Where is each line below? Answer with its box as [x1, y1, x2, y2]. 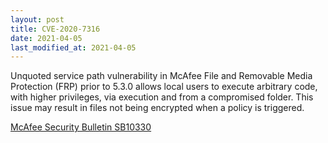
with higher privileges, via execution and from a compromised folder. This [10, 91, 314, 103]
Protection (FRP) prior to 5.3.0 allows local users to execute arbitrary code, [10, 81, 318, 93]
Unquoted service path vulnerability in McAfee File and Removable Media [10, 70, 313, 82]
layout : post [10, 14, 65, 25]
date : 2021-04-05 [10, 33, 83, 43]
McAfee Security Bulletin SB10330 [10, 121, 152, 133]
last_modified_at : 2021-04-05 [10, 42, 137, 53]
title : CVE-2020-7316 [10, 24, 101, 34]
